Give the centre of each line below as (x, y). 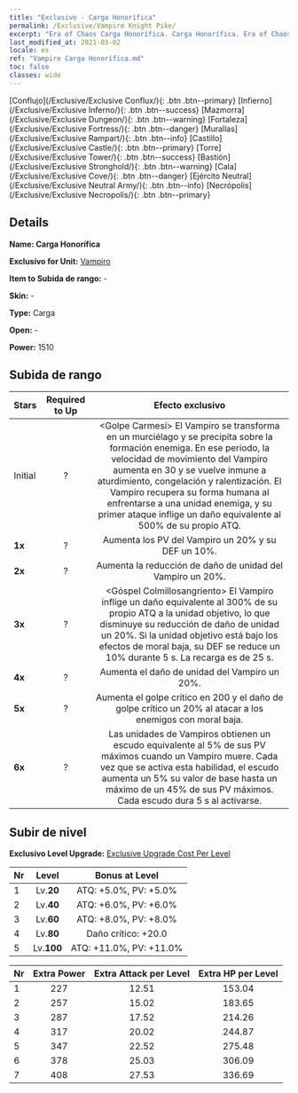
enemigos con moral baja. (190, 719)
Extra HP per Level (238, 974)
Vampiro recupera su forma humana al (189, 492)
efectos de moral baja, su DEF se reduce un (190, 647)
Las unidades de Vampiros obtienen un (190, 735)
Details (29, 223)
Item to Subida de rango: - (59, 278)
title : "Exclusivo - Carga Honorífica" (83, 17)
